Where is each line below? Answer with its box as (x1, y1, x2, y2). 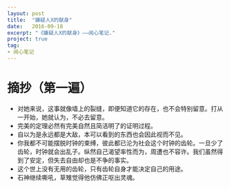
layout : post (7, 10, 45, 17)
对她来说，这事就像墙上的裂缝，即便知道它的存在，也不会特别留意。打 (17, 104, 218, 112)
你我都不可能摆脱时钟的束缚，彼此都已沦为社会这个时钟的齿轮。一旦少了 (17, 138, 223, 147)
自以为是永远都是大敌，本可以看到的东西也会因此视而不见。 (17, 130, 187, 138)
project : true (7, 36, 48, 43)
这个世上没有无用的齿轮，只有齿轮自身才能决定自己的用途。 (17, 165, 187, 173)
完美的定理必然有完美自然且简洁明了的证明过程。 (17, 121, 157, 129)
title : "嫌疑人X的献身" (7, 17, 73, 23)
